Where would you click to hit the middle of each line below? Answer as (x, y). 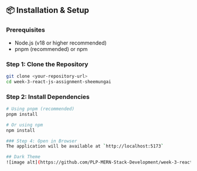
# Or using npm (25, 125)
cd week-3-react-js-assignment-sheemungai (59, 81)
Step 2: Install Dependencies (48, 97)
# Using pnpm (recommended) (40, 109)
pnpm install (22, 114)
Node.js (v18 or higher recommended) (60, 43)
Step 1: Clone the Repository (47, 64)
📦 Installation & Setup (48, 10)
